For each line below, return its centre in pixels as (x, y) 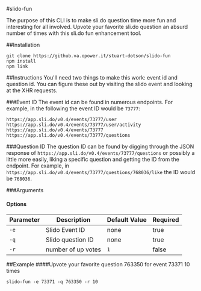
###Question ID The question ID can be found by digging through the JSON (100, 146)
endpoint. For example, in (38, 166)
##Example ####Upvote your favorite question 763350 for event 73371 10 (98, 264)
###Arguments (25, 190)
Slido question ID (70, 240)
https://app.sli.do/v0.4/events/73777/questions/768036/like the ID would (101, 172)
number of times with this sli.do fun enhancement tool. (74, 33)
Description (73, 220)
